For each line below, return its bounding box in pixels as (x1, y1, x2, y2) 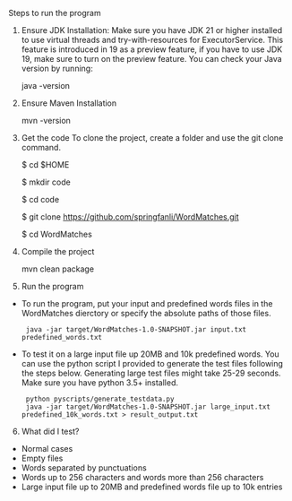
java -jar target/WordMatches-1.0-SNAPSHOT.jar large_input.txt (25, 402, 271, 411)
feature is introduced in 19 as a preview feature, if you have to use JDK (21, 44, 283, 55)
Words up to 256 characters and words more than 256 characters (21, 472, 264, 482)
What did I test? (21, 426, 80, 436)
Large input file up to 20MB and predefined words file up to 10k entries (21, 481, 283, 492)
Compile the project (21, 246, 95, 256)
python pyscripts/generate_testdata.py (25, 394, 175, 403)
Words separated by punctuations (21, 462, 147, 473)
